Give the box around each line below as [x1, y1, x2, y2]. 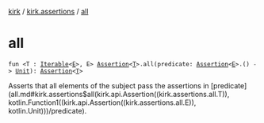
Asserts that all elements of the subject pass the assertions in [8, 80, 209, 90]
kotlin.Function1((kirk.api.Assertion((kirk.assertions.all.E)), [8, 98, 197, 107]
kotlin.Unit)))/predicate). [8, 106, 87, 115]
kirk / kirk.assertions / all [8, 7, 89, 16]
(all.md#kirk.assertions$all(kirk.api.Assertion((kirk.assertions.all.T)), [8, 89, 230, 99]
